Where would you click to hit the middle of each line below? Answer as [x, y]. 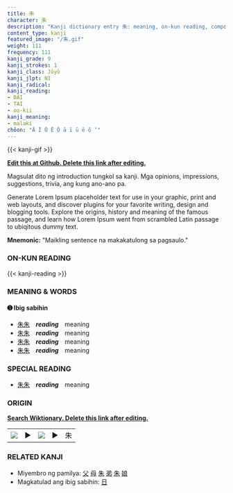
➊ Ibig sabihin [28, 308]
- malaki [20, 123]
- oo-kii [20, 110]
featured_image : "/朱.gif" [46, 40]
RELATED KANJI [35, 457]
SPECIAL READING [39, 369]
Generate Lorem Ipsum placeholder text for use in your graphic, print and [112, 197]
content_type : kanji [37, 33]
